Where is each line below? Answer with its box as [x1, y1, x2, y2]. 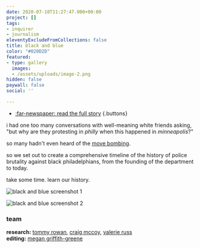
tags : [6, 20, 20, 26]
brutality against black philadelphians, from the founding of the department [6, 158, 194, 165]
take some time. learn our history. [6, 176, 90, 183]
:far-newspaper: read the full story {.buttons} [15, 110, 128, 117]
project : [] [6, 15, 36, 21]
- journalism [6, 32, 39, 38]
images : [12, 65, 32, 72]
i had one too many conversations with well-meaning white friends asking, [6, 121, 192, 129]
